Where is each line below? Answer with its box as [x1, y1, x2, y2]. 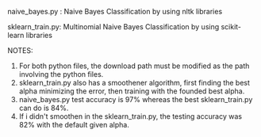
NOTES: [7, 46, 33, 55]
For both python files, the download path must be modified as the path [18, 61, 250, 70]
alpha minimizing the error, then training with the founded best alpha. [18, 86, 245, 96]
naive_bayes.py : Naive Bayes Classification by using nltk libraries [7, 7, 223, 16]
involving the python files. [18, 70, 104, 78]
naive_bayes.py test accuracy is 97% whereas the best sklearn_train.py [18, 95, 253, 104]
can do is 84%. [18, 103, 69, 112]
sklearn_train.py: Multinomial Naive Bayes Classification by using [7, 22, 220, 31]
